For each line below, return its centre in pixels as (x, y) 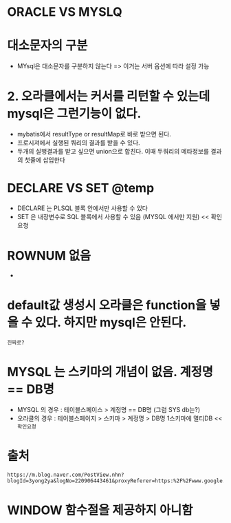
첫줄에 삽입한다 (45, 160)
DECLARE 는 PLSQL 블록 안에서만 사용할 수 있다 (82, 208)
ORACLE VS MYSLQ (65, 12)
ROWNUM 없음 (49, 256)
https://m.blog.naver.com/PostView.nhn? (66, 475)
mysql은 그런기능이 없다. (74, 114)
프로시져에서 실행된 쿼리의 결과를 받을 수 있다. (79, 143)
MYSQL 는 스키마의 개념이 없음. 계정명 (110, 372)
